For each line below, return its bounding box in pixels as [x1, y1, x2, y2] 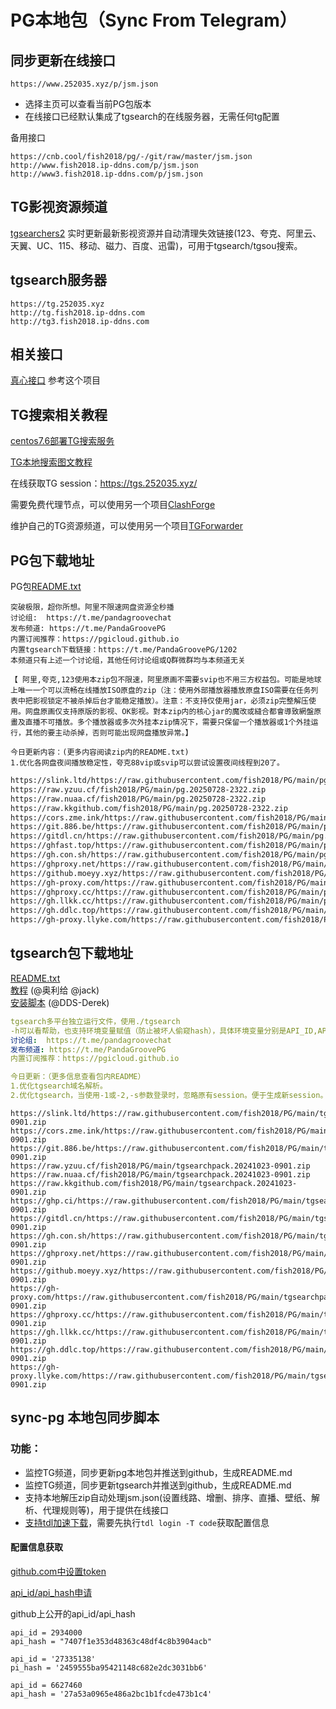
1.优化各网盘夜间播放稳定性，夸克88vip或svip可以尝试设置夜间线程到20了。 [10, 758, 285, 768]
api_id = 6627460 [10, 1680, 83, 1690]
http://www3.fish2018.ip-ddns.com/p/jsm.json [10, 169, 203, 179]
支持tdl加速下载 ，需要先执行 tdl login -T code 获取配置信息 [24, 1516, 270, 1528]
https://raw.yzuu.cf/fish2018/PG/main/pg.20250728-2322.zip [10, 784, 267, 795]
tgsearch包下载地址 [10, 945, 133, 962]
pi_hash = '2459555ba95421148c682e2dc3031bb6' [10, 1662, 208, 1673]
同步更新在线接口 [10, 52, 116, 69]
